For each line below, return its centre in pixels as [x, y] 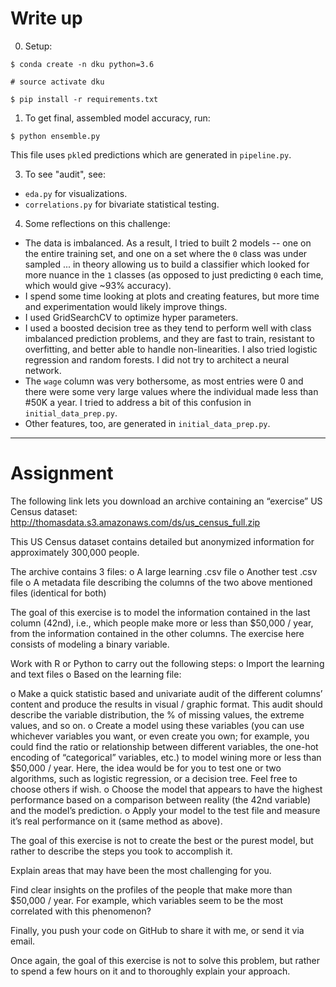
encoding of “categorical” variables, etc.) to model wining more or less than [166, 757]
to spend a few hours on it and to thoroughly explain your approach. [150, 971]
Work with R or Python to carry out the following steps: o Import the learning [167, 663]
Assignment [62, 473]
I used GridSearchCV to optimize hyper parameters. [131, 317]
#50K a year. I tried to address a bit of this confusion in [138, 402]
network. [43, 370]
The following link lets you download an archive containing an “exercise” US [166, 501]
